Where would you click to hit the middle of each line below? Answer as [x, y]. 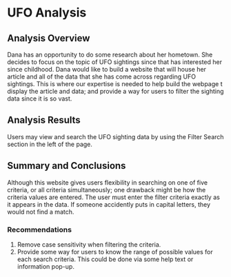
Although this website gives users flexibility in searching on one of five [108, 182]
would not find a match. [41, 212]
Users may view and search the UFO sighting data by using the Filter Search [115, 136]
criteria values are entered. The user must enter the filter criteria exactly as [114, 197]
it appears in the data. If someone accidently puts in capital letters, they [109, 204]
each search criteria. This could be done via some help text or [105, 259]
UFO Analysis [47, 13]
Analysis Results [44, 120]
